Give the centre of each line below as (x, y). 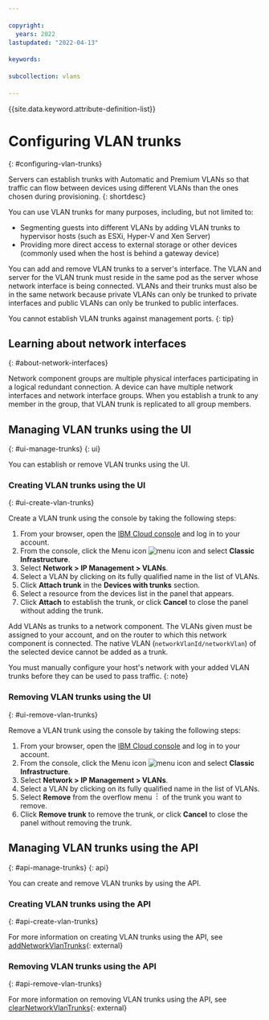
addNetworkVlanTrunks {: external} (65, 945)
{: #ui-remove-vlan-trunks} (53, 714)
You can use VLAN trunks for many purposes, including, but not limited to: (131, 212)
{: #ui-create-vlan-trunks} (51, 503)
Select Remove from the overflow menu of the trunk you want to (131, 797)
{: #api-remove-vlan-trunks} (55, 984)
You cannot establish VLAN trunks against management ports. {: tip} (121, 319)
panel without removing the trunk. (76, 823)
